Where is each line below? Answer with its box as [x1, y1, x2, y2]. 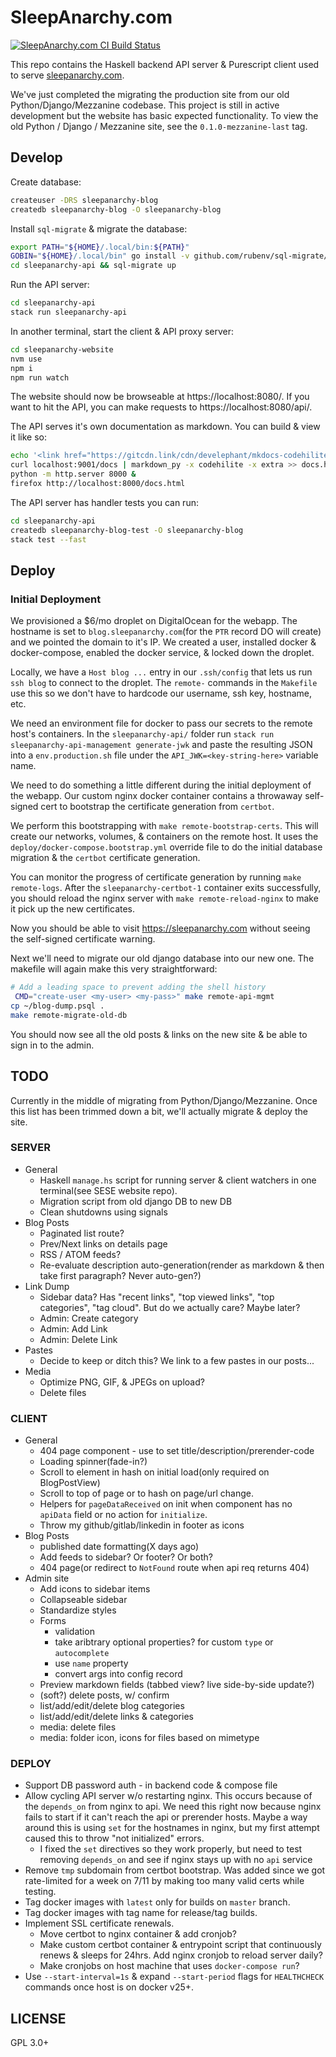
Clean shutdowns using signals [39, 1206, 168, 1218]
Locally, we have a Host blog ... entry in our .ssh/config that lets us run [10, 666, 313, 678]
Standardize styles [39, 1604, 117, 1616]
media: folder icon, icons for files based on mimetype [39, 1732, 260, 1744]
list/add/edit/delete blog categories [39, 1700, 185, 1712]
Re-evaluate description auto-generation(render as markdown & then [39, 1259, 325, 1271]
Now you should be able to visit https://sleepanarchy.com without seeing [10, 922, 311, 935]
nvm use [10, 354, 43, 364]
